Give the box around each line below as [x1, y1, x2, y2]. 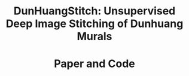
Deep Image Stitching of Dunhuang [5, 17, 184, 31]
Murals [77, 30, 112, 43]
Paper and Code [53, 57, 136, 71]
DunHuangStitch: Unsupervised [13, 4, 176, 18]
